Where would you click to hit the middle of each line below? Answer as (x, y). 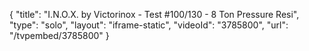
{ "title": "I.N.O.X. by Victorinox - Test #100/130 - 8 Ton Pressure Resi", (154, 14)
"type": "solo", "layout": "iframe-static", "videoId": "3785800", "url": (149, 25)
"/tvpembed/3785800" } (59, 35)
